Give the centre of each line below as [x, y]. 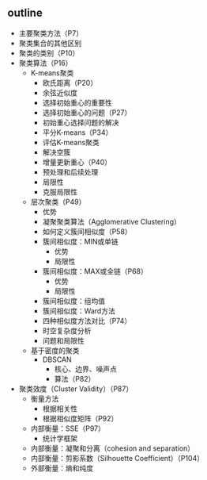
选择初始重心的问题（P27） [87, 112]
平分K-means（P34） [77, 132]
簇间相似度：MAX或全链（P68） [95, 271]
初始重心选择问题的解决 [81, 122]
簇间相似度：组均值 [74, 301]
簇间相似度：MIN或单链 [81, 241]
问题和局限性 [63, 340]
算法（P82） [75, 378]
